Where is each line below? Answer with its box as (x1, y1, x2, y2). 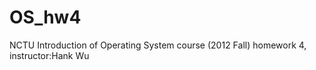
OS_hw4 (9, 6, 82, 29)
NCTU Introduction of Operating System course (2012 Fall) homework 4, (9, 39, 307, 51)
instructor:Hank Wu (9, 49, 90, 61)
